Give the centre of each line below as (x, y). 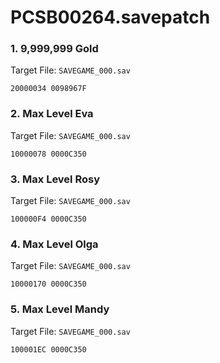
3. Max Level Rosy (55, 179)
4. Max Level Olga (54, 244)
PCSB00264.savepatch (110, 17)
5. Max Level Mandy (60, 309)
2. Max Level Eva (52, 114)
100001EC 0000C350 (48, 349)
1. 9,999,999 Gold (54, 49)
